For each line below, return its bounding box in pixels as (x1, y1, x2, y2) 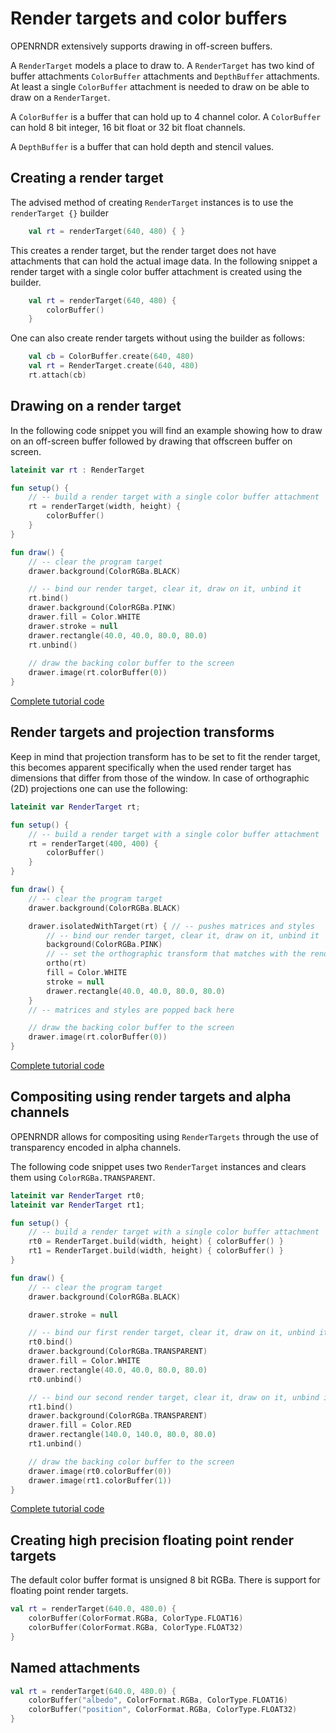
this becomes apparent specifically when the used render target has (10, 761, 292, 773)
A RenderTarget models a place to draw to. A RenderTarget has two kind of (10, 59, 315, 71)
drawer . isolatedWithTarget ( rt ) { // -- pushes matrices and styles (28, 921, 315, 931)
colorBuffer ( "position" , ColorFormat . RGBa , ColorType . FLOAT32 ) (28, 1705, 298, 1715)
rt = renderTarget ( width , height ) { (28, 502, 182, 512)
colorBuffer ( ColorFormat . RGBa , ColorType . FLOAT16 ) (28, 1613, 244, 1624)
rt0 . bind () (28, 1337, 74, 1347)
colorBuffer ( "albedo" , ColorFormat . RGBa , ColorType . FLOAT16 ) (28, 1695, 288, 1706)
